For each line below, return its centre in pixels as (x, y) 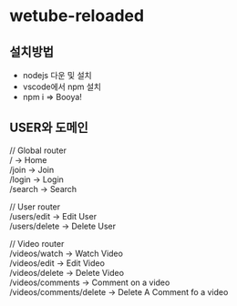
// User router (35, 207)
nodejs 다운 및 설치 (57, 75)
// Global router (38, 150)
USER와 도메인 (49, 128)
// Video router (37, 243)
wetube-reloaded (77, 16)
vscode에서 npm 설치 (62, 87)
